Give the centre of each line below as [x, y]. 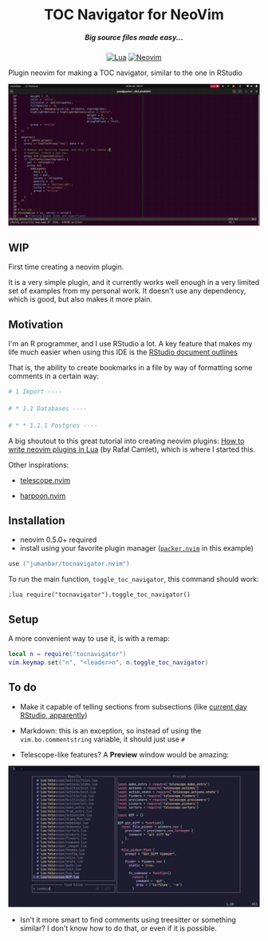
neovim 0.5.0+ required [58, 540]
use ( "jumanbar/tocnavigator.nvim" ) [69, 564]
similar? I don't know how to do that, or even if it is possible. [118, 928]
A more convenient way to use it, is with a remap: [89, 639]
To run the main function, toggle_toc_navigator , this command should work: [134, 579]
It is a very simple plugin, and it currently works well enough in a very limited [134, 283]
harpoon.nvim [43, 496]
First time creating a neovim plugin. [66, 267]
